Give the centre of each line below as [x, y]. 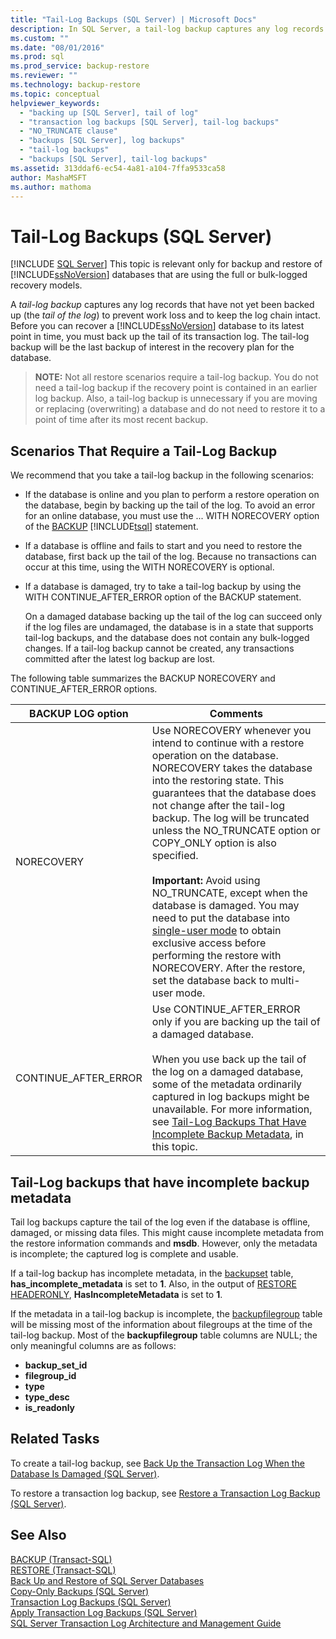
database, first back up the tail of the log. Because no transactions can [170, 557]
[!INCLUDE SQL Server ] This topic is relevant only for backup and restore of [166, 264]
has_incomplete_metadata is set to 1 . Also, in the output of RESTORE [153, 1283]
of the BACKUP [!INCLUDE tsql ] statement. [111, 527]
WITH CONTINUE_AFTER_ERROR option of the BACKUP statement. [163, 597]
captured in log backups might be [230, 1097]
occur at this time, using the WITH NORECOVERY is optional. [149, 567]
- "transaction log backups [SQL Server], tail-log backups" [149, 122]
